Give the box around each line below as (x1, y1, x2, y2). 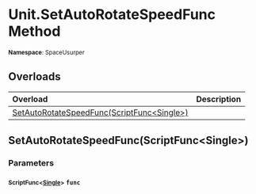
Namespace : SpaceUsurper (8, 48, 85, 56)
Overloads (8, 70, 61, 84)
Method (8, 22, 61, 40)
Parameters (8, 158, 54, 169)
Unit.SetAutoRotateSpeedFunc (8, 6, 216, 24)
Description (196, 93, 242, 105)
